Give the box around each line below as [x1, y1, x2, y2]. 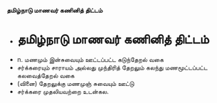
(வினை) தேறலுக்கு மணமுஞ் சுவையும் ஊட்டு [16, 79, 134, 87]
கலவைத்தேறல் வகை [16, 71, 75, 80]
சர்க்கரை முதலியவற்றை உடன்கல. [16, 87, 110, 95]
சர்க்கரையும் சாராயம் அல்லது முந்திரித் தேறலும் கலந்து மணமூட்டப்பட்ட [16, 63, 208, 72]
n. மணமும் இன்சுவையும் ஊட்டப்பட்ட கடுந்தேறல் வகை [16, 55, 164, 63]
